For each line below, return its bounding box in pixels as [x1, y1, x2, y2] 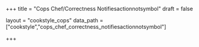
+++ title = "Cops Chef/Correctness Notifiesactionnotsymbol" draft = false [5, 5, 194, 12]
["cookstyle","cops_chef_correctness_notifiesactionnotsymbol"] [5, 23, 167, 30]
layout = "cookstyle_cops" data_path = [5, 17, 104, 23]
